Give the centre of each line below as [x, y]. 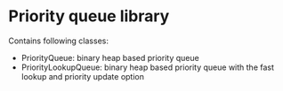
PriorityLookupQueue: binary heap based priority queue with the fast [148, 67]
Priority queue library [89, 16]
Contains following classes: [58, 41]
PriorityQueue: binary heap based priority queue [110, 57]
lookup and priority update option [82, 76]
